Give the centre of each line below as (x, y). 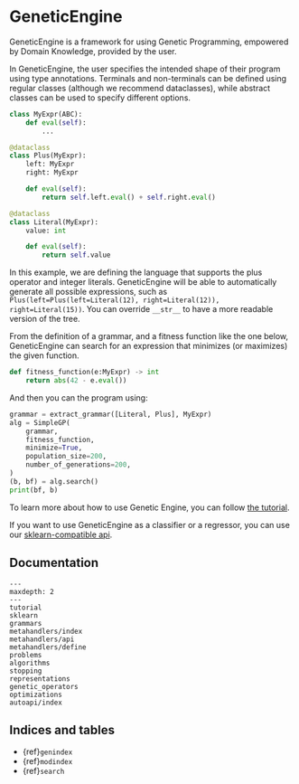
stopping (26, 671)
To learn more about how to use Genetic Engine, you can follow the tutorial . (149, 507)
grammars (26, 623)
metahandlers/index (46, 631)
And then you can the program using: (79, 397)
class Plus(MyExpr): (48, 156)
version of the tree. (45, 319)
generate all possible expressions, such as (89, 292)
